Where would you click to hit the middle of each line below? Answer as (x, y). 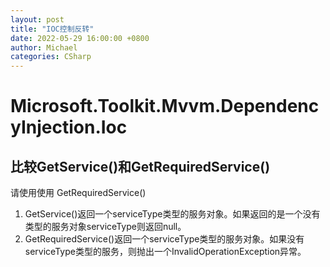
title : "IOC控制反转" (52, 29)
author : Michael (44, 47)
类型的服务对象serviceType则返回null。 (105, 227)
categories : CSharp (51, 57)
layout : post (37, 19)
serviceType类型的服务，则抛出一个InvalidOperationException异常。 (165, 252)
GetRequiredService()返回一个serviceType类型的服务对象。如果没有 (164, 239)
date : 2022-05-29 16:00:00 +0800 (80, 38)
